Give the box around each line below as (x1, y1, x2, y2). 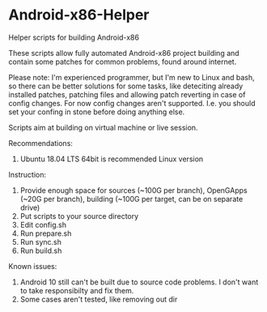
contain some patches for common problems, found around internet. (8, 57, 237, 66)
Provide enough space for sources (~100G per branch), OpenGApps (19, 185, 248, 195)
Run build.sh (19, 246, 62, 255)
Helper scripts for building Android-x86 (8, 32, 140, 42)
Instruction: (8, 169, 47, 179)
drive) (19, 203, 40, 212)
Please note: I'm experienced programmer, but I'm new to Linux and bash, (8, 72, 255, 82)
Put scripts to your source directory (19, 211, 139, 220)
